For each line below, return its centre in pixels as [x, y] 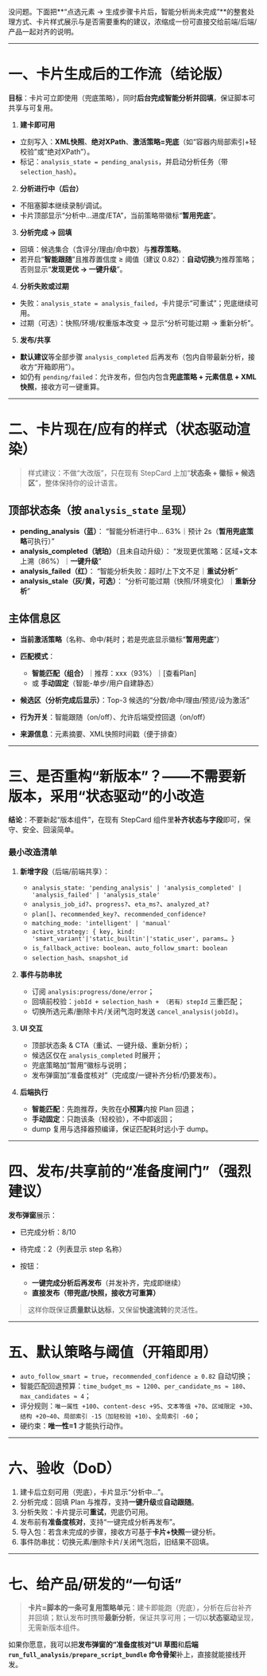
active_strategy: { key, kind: [83, 932]
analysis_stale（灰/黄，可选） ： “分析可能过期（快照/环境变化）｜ [128, 581]
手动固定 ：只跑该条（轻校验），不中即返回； [103, 1119]
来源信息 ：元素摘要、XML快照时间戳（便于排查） [100, 734]
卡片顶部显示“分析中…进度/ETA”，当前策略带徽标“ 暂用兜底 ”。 [120, 215]
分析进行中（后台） [51, 188]
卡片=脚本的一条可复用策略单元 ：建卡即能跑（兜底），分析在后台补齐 [140, 1607]
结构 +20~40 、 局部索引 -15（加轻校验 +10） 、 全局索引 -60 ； [110, 1415]
